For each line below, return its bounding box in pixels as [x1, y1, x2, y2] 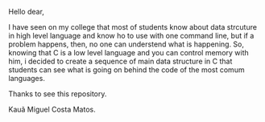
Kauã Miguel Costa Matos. [8, 104, 96, 114]
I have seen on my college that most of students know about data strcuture [8, 22, 258, 31]
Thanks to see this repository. [8, 89, 107, 99]
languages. [8, 74, 46, 83]
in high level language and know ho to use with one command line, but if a [8, 31, 255, 40]
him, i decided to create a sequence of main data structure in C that [8, 56, 233, 66]
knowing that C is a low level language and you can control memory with [8, 48, 250, 57]
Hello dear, [8, 7, 44, 16]
